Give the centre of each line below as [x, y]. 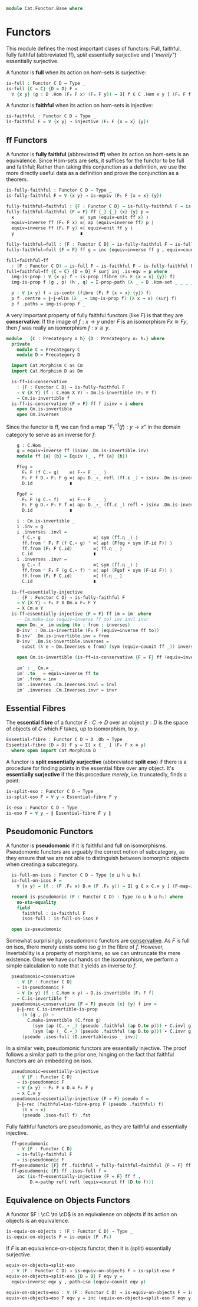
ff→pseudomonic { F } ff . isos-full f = [59, 1171]
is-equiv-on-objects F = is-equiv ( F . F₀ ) [59, 1237]
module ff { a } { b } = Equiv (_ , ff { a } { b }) [72, 456]
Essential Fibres [36, 708]
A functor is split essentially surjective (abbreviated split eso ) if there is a [96, 762]
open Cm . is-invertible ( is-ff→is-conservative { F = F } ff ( [92, 657]
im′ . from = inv [37, 679]
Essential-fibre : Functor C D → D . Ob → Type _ [67, 740]
